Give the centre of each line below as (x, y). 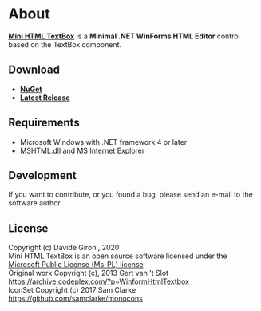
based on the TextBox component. (65, 44)
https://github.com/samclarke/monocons (76, 299)
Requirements (44, 123)
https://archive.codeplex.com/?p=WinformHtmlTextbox (99, 281)
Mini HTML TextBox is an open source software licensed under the (118, 256)
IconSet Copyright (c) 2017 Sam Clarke (72, 290)
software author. (35, 203)
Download (34, 70)
